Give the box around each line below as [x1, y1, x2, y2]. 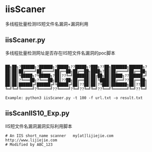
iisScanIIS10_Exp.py [5, 109, 69, 118]
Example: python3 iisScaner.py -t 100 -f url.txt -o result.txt [5, 95, 143, 100]
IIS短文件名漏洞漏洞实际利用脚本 [5, 123, 72, 129]
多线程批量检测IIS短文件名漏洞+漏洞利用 [5, 21, 89, 27]
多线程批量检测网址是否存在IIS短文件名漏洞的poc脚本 [5, 49, 116, 56]
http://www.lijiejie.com [5, 137, 57, 142]
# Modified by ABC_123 [5, 142, 53, 147]
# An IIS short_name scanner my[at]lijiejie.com [5, 133, 114, 138]
